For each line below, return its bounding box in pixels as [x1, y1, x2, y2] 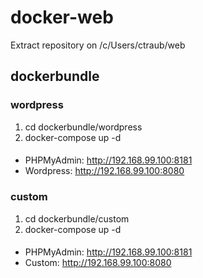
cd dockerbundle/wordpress [24, 121, 143, 133]
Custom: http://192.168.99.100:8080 [24, 257, 172, 269]
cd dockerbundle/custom [24, 212, 130, 225]
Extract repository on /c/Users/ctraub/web [10, 39, 186, 51]
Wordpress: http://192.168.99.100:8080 [24, 165, 185, 177]
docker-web [10, 6, 114, 29]
